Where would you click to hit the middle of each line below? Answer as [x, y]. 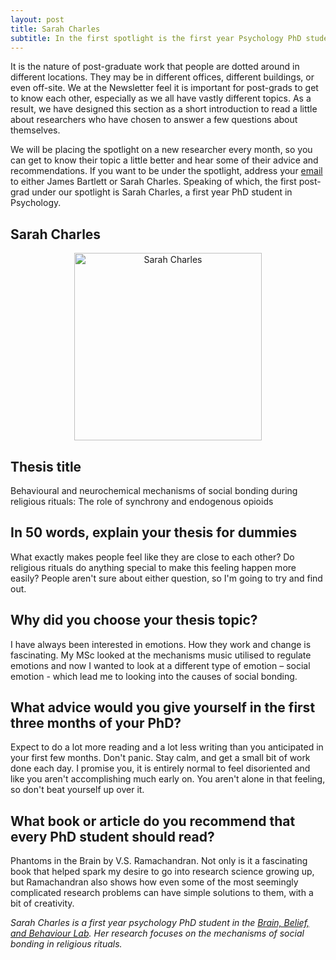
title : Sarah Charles [55, 29]
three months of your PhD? [96, 723]
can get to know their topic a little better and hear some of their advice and [164, 160]
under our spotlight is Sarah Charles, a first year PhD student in [162, 192]
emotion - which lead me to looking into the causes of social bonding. [154, 676]
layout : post [37, 19]
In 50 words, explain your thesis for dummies [154, 532]
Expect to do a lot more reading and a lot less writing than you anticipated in [167, 747]
